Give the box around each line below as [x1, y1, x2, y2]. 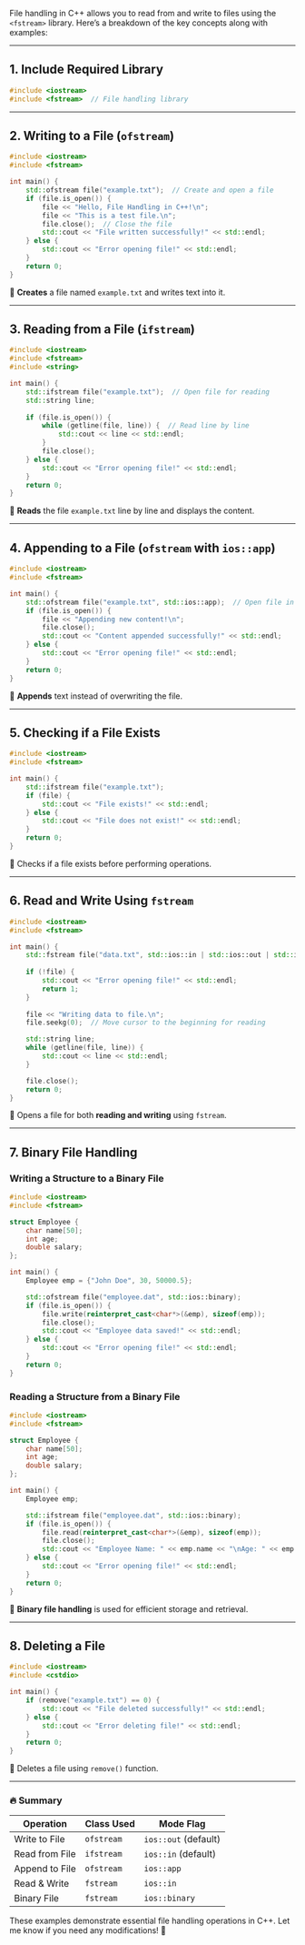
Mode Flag [158, 1818, 206, 1830]
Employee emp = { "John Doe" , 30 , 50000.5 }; [25, 1276, 193, 1285]
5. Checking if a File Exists [9, 725, 161, 741]
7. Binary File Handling [9, 1144, 138, 1160]
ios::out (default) [143, 1833, 221, 1846]
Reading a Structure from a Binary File [9, 1390, 181, 1403]
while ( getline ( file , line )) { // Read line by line [42, 421, 250, 430]
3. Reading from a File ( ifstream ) [9, 322, 195, 338]
